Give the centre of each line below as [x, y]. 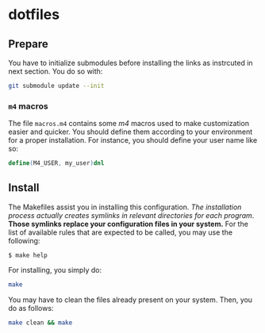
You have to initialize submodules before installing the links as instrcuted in [131, 63]
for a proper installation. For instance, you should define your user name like [133, 140]
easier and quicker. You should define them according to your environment [131, 132]
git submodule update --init [56, 86]
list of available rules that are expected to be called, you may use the [120, 232]
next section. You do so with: [56, 71]
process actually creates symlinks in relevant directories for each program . [131, 215]
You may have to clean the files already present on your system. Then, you [130, 300]
